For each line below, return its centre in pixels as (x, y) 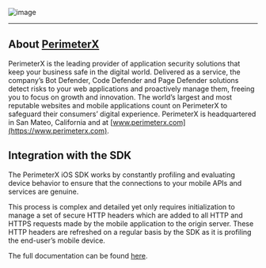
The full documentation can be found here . (78, 255)
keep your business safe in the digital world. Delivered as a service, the (124, 72)
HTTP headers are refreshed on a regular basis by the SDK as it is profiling (130, 232)
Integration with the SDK (70, 155)
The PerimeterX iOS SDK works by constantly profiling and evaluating (122, 175)
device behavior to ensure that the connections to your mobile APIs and (125, 183)
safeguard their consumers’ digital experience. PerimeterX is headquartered (132, 114)
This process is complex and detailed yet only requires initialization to (122, 206)
